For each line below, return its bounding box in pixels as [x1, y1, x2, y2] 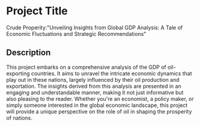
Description [6, 48, 51, 58]
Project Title [6, 4, 68, 18]
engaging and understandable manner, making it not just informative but [6, 88, 184, 96]
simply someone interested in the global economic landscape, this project [6, 102, 188, 109]
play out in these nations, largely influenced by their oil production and [6, 76, 180, 83]
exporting [6, 70, 30, 77]
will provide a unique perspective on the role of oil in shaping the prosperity [6, 107, 192, 115]
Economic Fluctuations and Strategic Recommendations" [6, 30, 146, 37]
